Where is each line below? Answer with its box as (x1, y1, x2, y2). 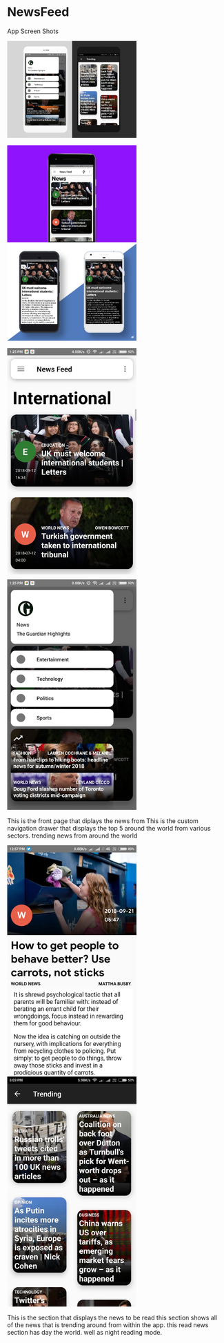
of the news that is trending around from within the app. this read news (7, 1321, 209, 1329)
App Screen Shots (7, 27, 59, 35)
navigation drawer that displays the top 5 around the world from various (7, 824, 212, 832)
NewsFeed (7, 4, 70, 20)
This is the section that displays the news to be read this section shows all (7, 1313, 218, 1322)
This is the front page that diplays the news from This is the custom (7, 816, 198, 825)
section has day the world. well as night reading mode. (7, 1328, 163, 1337)
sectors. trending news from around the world (7, 831, 138, 840)
